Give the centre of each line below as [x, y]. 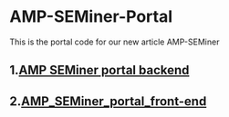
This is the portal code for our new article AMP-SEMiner [114, 42]
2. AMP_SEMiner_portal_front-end [108, 101]
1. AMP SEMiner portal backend [99, 70]
